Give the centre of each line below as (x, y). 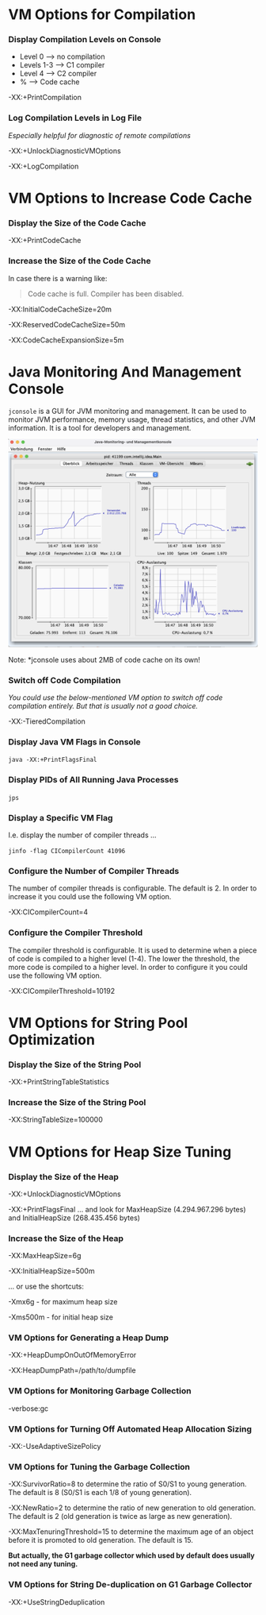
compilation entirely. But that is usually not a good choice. (103, 706)
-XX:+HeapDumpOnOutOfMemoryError (72, 1355)
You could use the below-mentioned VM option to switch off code (116, 697)
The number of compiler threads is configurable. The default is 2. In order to (133, 888)
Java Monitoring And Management (125, 372)
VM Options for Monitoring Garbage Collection (100, 1391)
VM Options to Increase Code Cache (130, 198)
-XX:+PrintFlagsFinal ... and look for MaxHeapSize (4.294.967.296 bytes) (127, 1209)
